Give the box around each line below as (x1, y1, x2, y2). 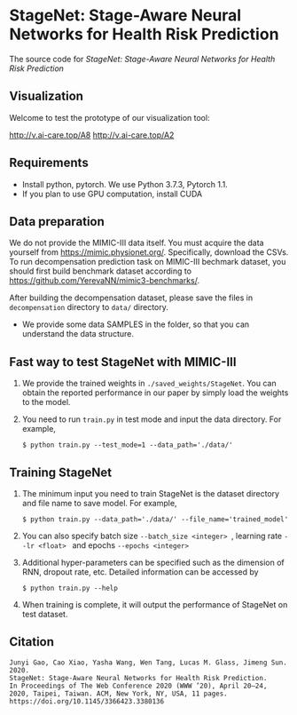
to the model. (21, 397, 71, 408)
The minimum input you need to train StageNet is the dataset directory (21, 489, 280, 498)
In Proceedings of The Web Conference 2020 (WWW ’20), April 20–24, (9, 681, 268, 690)
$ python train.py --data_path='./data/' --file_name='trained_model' (21, 515, 289, 524)
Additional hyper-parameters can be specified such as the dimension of (21, 557, 285, 568)
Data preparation (9, 214, 105, 229)
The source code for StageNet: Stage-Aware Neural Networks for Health (9, 53, 276, 64)
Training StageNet (9, 465, 113, 480)
